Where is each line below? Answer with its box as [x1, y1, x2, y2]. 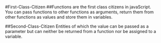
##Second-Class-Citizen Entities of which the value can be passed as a [5, 23, 149, 29]
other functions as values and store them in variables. [5, 14, 113, 20]
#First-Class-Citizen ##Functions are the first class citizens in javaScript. [5, 4, 151, 10]
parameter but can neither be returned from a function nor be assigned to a [5, 29, 157, 34]
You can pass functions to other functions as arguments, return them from [5, 9, 154, 15]
